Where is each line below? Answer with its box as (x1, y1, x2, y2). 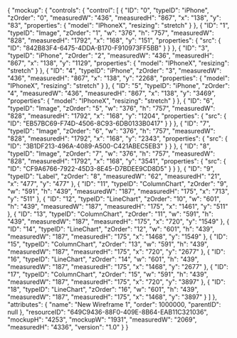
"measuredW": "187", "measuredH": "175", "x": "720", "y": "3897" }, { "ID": (7, 278, 226, 286)
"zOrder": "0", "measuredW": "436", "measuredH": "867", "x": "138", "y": (7, 13, 222, 22)
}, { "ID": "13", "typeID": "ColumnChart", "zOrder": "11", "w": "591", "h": (7, 209, 214, 218)
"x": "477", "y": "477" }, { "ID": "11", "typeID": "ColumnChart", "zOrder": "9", (7, 180, 228, 187)
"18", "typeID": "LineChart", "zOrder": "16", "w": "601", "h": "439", (7, 285, 199, 293)
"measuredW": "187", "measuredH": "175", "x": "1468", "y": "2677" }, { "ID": (7, 263, 229, 271)
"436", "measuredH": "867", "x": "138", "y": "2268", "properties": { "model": (7, 74, 230, 82)
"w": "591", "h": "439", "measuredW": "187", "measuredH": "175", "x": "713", (7, 187, 230, 195)
